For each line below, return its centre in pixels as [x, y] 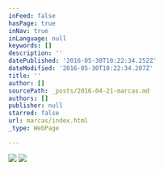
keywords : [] [30, 46]
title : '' [25, 76]
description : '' [36, 53]
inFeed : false [32, 16]
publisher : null [36, 106]
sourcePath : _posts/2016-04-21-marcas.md [79, 91]
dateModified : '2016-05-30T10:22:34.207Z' [81, 68]
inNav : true [28, 31]
